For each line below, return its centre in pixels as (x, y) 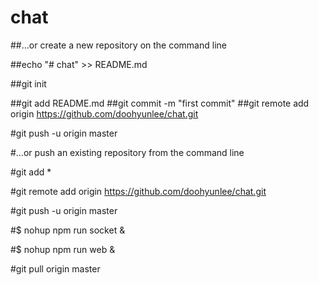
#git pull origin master (55, 268)
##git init (28, 83)
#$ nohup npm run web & (63, 249)
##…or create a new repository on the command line (118, 45)
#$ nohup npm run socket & (68, 230)
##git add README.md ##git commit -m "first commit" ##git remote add (160, 103)
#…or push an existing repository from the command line (127, 152)
